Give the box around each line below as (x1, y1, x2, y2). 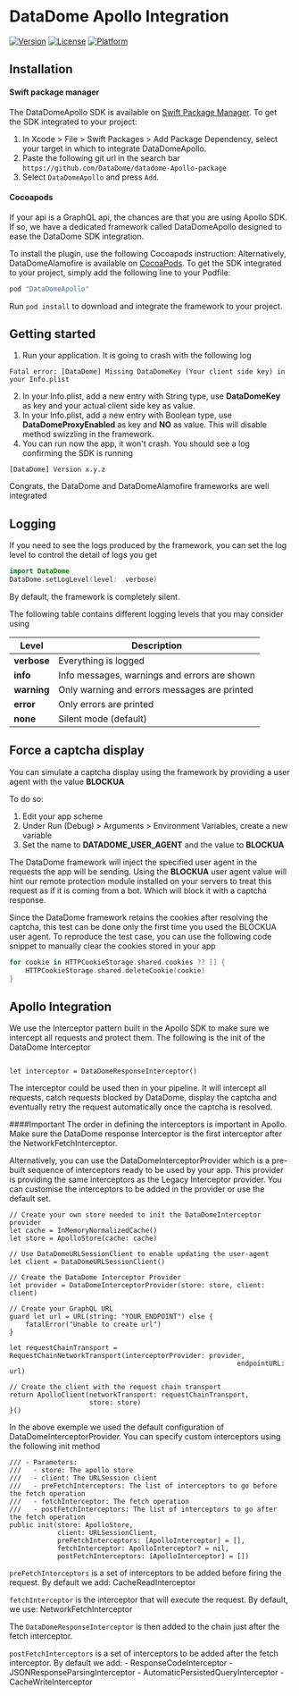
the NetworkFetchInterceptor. (9, 1138, 118, 1149)
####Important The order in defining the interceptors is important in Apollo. (9, 1119, 287, 1130)
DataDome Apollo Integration (9, 6, 229, 27)
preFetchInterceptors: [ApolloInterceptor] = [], (56, 1536, 245, 1546)
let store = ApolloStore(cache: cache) (9, 1234, 158, 1244)
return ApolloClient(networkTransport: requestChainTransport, (9, 1390, 250, 1400)
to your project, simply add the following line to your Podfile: (9, 266, 231, 278)
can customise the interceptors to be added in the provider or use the (9, 1184, 265, 1194)
